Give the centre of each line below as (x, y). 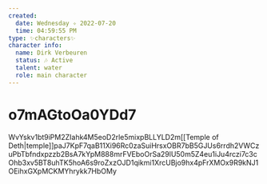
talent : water (39, 68)
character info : (35, 46)
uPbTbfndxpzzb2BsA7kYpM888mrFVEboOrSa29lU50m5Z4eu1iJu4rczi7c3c (133, 154)
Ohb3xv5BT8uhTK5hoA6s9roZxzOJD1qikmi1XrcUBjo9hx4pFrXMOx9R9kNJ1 (133, 162)
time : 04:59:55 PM (46, 30)
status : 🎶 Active (44, 61)
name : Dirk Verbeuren (52, 53)
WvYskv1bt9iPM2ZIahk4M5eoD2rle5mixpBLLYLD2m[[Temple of (114, 137)
